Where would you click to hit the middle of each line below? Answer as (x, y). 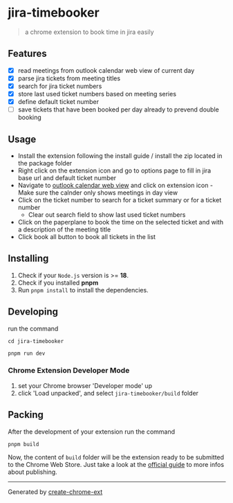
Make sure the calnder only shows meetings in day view (98, 193)
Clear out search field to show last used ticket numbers (107, 214)
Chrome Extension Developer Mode (69, 371)
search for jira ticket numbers (60, 86)
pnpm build (24, 444)
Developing (33, 312)
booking (30, 117)
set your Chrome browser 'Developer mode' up (85, 385)
